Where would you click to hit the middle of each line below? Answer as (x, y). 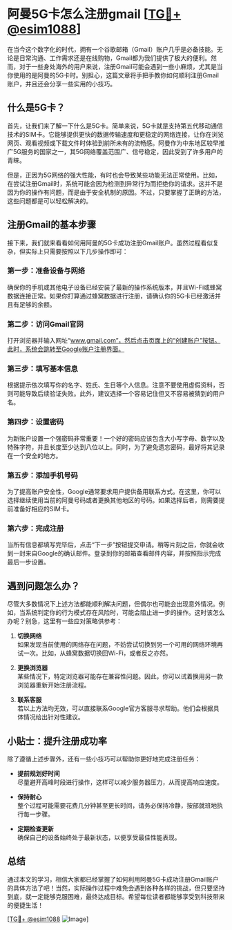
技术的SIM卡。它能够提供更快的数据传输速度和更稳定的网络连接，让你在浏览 (116, 134)
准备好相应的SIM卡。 (43, 509)
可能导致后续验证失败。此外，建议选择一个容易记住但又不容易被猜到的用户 (119, 394)
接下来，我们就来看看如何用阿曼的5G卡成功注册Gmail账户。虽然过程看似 (110, 243)
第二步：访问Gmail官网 (46, 324)
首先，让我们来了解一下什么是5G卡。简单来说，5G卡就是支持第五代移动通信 (115, 126)
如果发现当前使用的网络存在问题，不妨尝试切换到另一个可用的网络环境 (117, 645)
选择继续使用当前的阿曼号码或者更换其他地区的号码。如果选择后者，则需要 (113, 500)
